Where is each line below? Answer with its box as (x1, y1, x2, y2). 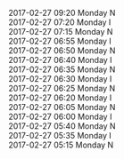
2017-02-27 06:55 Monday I (8, 36, 112, 46)
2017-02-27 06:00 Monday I (8, 111, 112, 122)
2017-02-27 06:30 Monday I (8, 74, 112, 83)
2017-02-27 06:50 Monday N (8, 45, 116, 56)
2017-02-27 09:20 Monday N (8, 8, 116, 18)
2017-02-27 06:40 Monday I (8, 55, 112, 65)
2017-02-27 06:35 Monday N (8, 64, 116, 75)
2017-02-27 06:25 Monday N (8, 83, 116, 93)
